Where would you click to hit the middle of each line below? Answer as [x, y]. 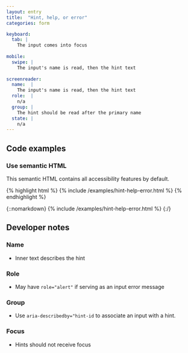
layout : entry [24, 12]
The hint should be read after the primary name [79, 112]
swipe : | [23, 62]
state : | [23, 118]
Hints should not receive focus [53, 345]
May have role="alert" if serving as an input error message [89, 287]
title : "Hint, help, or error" [47, 18]
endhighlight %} [26, 196]
